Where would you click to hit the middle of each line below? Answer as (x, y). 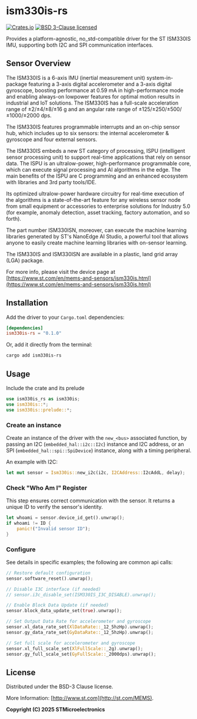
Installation (27, 303)
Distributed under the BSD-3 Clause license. (60, 687)
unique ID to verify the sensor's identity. (54, 507)
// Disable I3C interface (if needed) (54, 589)
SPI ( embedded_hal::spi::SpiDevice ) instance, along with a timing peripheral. (99, 450)
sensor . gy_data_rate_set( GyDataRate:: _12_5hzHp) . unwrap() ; (80, 632)
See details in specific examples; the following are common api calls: (89, 562)
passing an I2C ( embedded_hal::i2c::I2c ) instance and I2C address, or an (95, 444)
